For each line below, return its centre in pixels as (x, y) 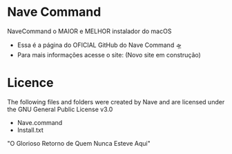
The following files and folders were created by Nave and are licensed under (116, 102)
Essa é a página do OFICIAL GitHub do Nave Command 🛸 (99, 45)
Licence (30, 83)
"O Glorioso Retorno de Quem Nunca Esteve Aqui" (79, 143)
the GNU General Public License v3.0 (60, 109)
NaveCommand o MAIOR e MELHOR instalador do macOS (89, 31)
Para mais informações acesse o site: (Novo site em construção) (109, 55)
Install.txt (30, 130)
